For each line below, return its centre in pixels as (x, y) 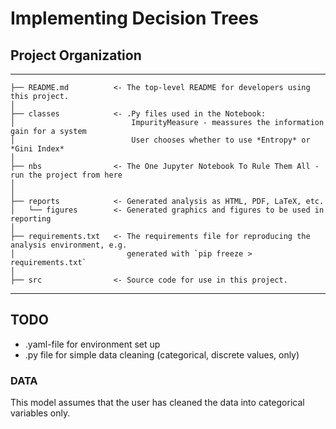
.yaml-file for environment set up (92, 344)
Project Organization (76, 55)
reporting (31, 219)
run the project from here (66, 175)
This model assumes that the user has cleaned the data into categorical (157, 403)
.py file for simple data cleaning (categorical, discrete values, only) (162, 354)
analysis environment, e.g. (69, 245)
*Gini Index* (37, 149)
